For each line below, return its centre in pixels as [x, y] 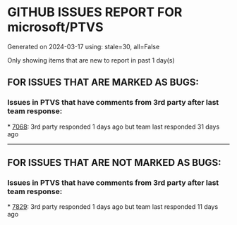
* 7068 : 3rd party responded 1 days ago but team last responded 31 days [114, 127]
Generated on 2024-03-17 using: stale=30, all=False [84, 46]
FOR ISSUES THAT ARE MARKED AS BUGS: [103, 83]
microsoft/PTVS [55, 27]
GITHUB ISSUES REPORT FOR [95, 12]
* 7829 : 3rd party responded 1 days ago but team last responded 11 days [113, 207]
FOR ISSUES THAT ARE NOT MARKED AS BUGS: [114, 163]
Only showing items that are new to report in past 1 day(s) [91, 60]
